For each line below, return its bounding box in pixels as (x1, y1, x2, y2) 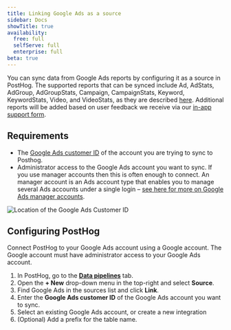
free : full (13, 36, 45, 43)
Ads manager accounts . (16, 192, 85, 200)
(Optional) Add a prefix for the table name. (16, 316, 137, 324)
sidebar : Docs (7, 16, 48, 23)
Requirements (7, 130, 69, 142)
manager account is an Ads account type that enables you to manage (16, 177, 214, 186)
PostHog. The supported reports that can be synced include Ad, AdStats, (7, 80, 214, 89)
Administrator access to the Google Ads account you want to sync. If (16, 163, 212, 171)
